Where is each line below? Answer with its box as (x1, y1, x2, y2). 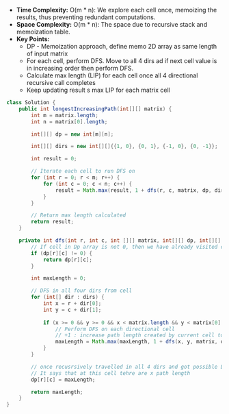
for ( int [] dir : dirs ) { (31, 294, 105, 301)
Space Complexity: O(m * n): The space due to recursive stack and (16, 21, 208, 28)
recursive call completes (26, 79, 96, 86)
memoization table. (16, 27, 71, 36)
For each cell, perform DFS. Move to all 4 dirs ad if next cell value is (26, 57, 217, 64)
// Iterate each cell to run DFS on (31, 168, 135, 175)
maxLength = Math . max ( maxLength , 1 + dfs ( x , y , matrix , (55, 339, 218, 345)
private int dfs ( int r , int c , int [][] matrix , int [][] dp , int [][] (18, 237, 221, 244)
